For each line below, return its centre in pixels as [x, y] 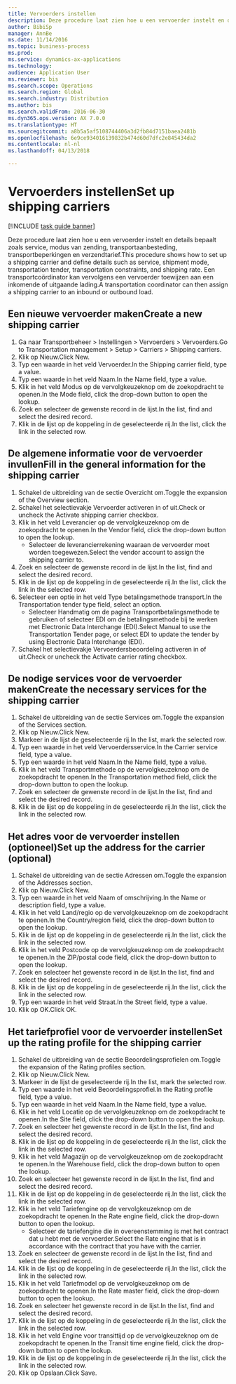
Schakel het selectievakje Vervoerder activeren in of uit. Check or [111, 507]
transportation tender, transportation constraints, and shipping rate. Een [112, 269]
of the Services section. [52, 725]
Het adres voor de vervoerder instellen [94, 836]
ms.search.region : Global [46, 92]
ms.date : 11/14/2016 [38, 40]
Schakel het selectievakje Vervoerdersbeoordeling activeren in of [112, 649]
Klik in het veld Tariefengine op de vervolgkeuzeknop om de [105, 1209]
